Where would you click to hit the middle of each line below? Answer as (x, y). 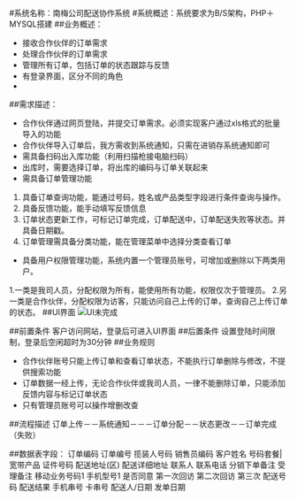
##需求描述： (34, 104)
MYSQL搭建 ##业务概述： (56, 24)
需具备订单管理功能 (57, 178)
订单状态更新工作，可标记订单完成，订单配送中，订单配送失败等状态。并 (153, 219)
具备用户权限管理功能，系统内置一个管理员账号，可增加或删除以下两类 (150, 260)
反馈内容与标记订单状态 (65, 394)
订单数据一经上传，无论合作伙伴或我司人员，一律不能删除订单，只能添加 (153, 383)
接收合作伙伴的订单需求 (65, 43)
